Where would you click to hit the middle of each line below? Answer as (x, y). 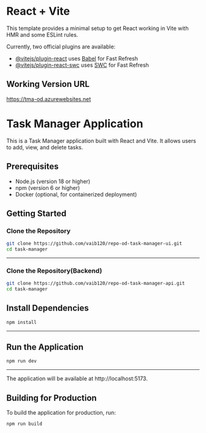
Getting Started (36, 213)
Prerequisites (32, 167)
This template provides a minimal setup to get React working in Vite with (97, 28)
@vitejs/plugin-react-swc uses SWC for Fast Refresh (82, 65)
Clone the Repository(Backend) (54, 271)
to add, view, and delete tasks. (45, 147)
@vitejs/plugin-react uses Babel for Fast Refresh (77, 58)
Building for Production (51, 398)
